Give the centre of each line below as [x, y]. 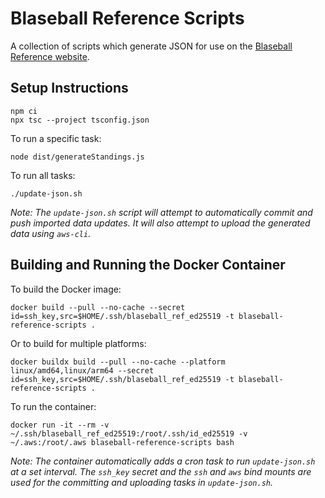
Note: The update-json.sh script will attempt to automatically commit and [161, 212]
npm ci [24, 111]
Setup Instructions [69, 88]
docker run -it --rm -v [60, 425]
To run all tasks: [43, 175]
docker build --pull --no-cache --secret [98, 307]
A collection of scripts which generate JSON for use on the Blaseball [151, 46]
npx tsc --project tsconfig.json [80, 120]
